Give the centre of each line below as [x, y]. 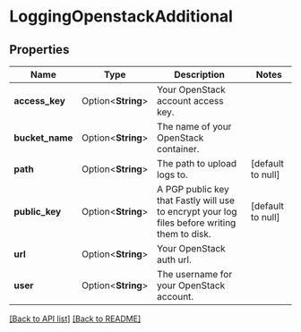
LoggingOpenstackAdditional [121, 17]
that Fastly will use [195, 200]
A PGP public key [193, 189]
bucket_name [43, 138]
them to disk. [184, 234]
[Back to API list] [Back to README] [75, 319]
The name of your [194, 127]
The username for [194, 274]
